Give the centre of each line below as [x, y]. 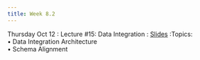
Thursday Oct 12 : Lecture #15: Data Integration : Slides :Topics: [100, 34]
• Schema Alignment [38, 49]
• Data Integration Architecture [52, 41]
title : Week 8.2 [31, 14]
